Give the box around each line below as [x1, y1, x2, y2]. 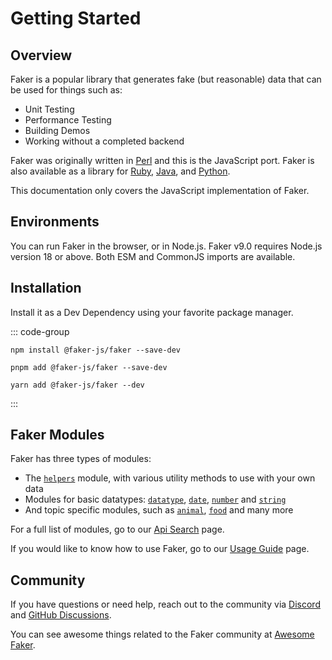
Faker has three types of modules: [10, 453, 152, 465]
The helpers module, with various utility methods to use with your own [24, 472, 316, 484]
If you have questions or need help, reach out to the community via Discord [10, 598, 321, 611]
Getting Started [10, 7, 142, 30]
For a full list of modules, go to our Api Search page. [10, 523, 225, 536]
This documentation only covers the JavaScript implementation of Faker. [10, 185, 310, 196]
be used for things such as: [10, 84, 123, 96]
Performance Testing [24, 114, 112, 126]
